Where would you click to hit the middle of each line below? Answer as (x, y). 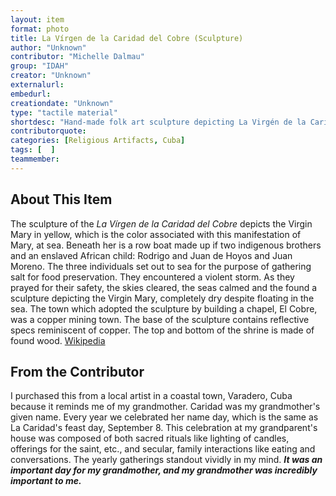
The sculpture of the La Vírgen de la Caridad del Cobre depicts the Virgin (161, 223)
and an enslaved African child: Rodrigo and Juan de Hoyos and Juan (151, 255)
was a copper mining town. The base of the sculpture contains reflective (160, 319)
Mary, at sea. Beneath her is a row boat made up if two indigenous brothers (166, 245)
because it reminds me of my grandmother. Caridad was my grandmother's (165, 407)
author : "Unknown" (48, 47)
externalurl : (37, 85)
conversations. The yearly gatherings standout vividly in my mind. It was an (166, 460)
